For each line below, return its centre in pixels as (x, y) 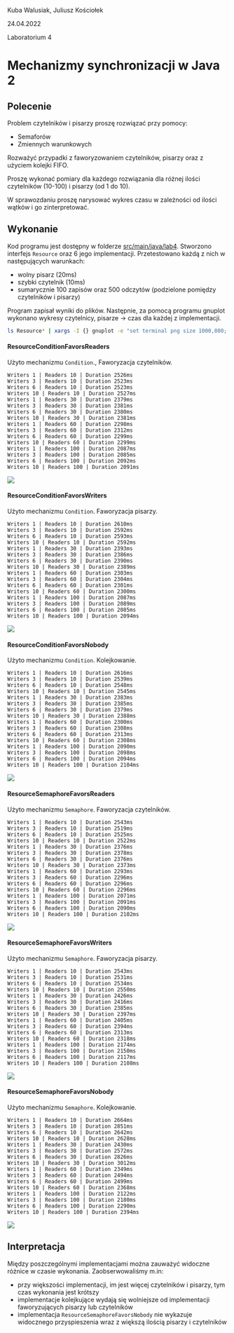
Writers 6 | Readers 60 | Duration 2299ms (70, 436)
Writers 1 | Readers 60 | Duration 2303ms (70, 573)
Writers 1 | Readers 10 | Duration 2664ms (70, 1120)
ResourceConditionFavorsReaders (58, 347)
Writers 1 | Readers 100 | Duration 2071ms (72, 896)
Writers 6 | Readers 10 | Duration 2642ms (70, 1132)
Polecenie (29, 106)
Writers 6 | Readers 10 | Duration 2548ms (70, 685)
